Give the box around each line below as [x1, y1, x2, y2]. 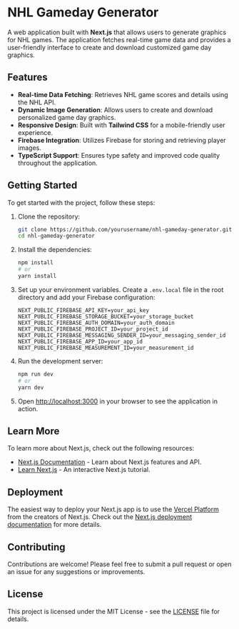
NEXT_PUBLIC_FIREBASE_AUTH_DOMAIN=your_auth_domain [17, 319, 175, 326]
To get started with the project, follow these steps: [7, 198, 156, 207]
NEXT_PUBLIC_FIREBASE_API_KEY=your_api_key [17, 306, 150, 314]
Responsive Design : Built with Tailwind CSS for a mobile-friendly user [17, 121, 226, 129]
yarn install [17, 273, 57, 280]
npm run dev [17, 371, 54, 378]
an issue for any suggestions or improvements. [7, 568, 146, 575]
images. [17, 144, 41, 152]
